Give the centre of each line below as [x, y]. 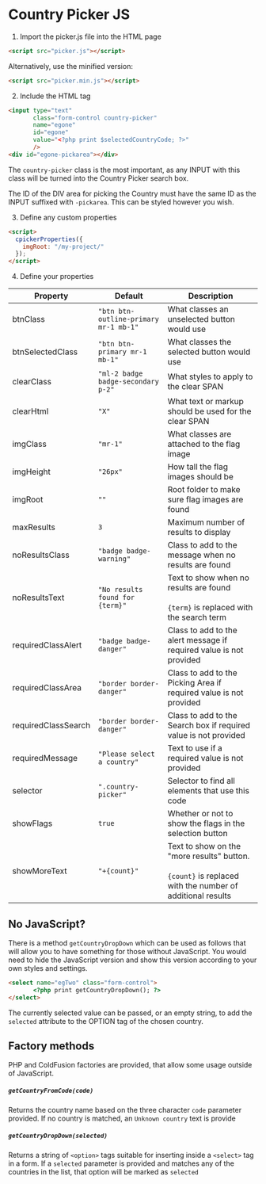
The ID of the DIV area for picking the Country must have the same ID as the [133, 193]
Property [51, 296]
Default [129, 296]
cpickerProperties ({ [49, 239]
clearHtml [30, 411]
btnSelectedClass [45, 352]
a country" [118, 762]
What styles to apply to [210, 376]
